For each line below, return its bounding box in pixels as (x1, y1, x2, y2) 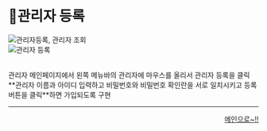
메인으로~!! (224, 114, 259, 124)
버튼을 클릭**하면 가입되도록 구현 (8, 90, 111, 99)
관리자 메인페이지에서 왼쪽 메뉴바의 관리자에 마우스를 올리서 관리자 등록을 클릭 (8, 70, 250, 79)
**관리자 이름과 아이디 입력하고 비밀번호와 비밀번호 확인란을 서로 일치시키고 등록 (8, 80, 257, 90)
